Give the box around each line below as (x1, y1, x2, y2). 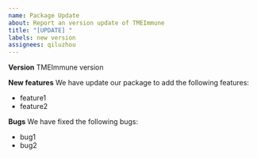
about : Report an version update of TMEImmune (8, 19, 165, 27)
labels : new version (8, 33, 77, 42)
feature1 (19, 93, 47, 103)
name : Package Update (8, 11, 80, 20)
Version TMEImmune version (8, 62, 105, 72)
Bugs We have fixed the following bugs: (8, 117, 139, 126)
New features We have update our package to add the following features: (8, 78, 250, 88)
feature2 (19, 102, 48, 111)
